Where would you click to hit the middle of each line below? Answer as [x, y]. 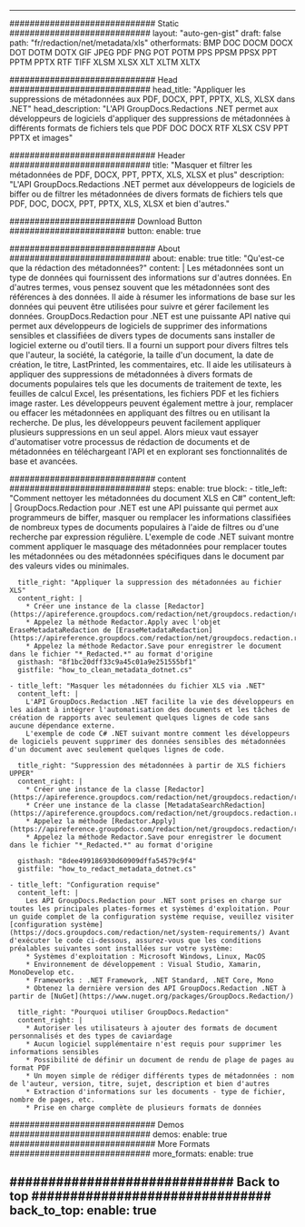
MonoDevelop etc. [42, 972]
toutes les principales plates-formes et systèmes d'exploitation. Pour [150, 909]
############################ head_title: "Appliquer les [128, 89]
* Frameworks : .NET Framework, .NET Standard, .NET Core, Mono [150, 981]
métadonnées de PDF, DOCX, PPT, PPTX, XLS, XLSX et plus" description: [147, 175]
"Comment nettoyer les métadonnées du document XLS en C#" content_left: [152, 498]
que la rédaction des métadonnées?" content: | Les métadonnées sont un [147, 268]
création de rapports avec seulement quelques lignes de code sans [140, 718]
